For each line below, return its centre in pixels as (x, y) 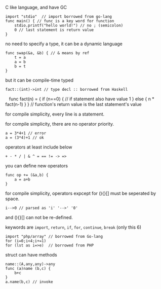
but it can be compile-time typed (39, 80)
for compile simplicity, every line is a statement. (55, 114)
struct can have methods (31, 255)
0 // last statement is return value (54, 30)
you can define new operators (37, 166)
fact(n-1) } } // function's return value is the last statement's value (73, 104)
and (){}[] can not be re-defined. (39, 217)
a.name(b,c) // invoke (29, 282)
